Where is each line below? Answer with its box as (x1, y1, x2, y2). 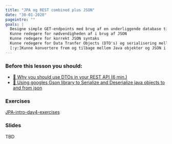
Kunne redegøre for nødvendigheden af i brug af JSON (10, 31, 127, 36)
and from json (12, 85, 42, 91)
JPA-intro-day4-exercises (5, 109, 60, 115)
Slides (5, 122, 21, 129)
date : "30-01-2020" (5, 12, 47, 17)
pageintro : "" (5, 17, 36, 22)
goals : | (5, 21, 24, 27)
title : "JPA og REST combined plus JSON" (5, 7, 95, 13)
